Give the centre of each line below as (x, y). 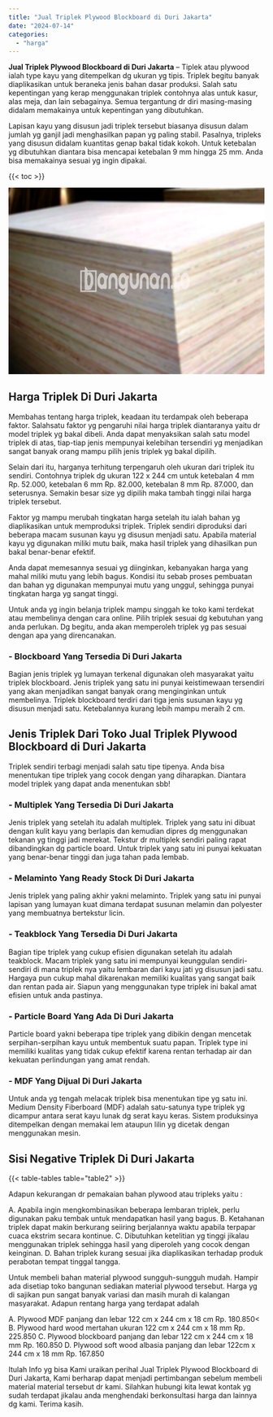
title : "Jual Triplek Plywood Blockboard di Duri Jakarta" (110, 17)
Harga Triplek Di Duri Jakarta (83, 397)
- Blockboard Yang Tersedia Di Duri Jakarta (95, 656)
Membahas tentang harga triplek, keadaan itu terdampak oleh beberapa (129, 416)
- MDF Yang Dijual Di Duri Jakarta (75, 1080)
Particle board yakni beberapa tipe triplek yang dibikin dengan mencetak (130, 1034)
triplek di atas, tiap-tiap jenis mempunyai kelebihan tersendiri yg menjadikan (136, 443)
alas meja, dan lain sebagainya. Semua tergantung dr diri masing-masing (130, 102)
